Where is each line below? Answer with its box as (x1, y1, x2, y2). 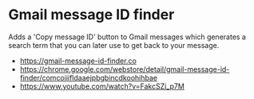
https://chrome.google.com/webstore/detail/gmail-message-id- (19, 64, 230, 73)
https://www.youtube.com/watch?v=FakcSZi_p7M (19, 81, 185, 91)
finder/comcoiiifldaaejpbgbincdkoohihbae (19, 73, 158, 82)
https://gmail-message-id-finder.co (19, 56, 137, 65)
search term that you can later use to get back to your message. (8, 40, 220, 49)
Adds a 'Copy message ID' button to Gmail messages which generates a (8, 32, 246, 42)
